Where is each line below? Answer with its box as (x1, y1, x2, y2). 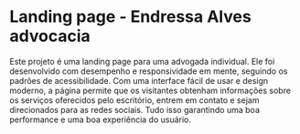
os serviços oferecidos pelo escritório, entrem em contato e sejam (9, 94, 260, 106)
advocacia (9, 26, 91, 46)
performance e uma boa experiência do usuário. (9, 114, 192, 125)
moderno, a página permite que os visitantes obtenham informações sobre (9, 85, 291, 96)
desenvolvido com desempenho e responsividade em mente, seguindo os (9, 66, 288, 77)
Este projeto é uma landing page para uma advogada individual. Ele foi (9, 56, 275, 67)
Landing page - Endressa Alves (9, 6, 252, 27)
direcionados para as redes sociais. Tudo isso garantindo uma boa (9, 104, 261, 115)
